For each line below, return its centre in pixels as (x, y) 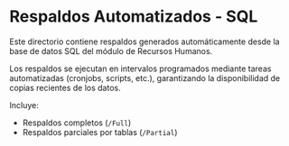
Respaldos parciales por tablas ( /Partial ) (100, 132)
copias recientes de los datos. (65, 87)
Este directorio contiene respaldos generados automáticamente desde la (144, 41)
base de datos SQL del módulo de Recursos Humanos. (111, 50)
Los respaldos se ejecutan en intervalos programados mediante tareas (140, 68)
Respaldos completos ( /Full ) (77, 123)
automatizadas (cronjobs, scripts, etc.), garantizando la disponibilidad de (145, 78)
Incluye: (24, 105)
